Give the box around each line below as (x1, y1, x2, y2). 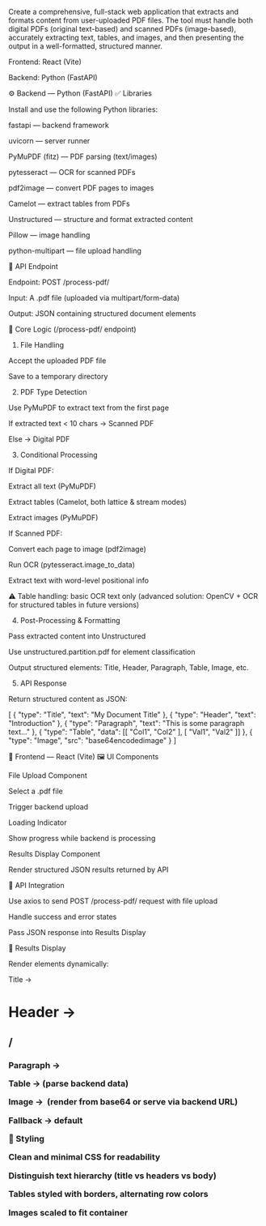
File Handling (19, 340, 65, 349)
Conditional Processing (19, 450, 99, 459)
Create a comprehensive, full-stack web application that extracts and (8, 7, 239, 16)
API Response (19, 678, 67, 688)
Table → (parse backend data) (8, 1078, 129, 1089)
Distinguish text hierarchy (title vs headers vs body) (8, 1170, 217, 1181)
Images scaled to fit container (8, 1207, 129, 1218)
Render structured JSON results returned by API (8, 865, 169, 874)
